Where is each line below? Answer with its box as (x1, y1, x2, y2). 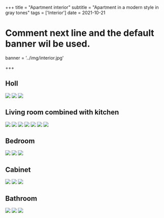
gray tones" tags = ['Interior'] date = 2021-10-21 (5, 10, 106, 16)
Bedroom (5, 137, 35, 145)
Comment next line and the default (5, 27, 154, 39)
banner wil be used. (5, 38, 90, 50)
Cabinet (5, 165, 31, 174)
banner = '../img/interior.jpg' (5, 55, 64, 61)
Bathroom (5, 194, 37, 203)
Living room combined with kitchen (5, 108, 119, 117)
